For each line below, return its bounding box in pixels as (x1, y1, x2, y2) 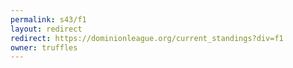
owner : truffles (10, 42, 78, 53)
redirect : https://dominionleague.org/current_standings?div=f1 (10, 33, 284, 43)
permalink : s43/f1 (10, 14, 87, 25)
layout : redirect (10, 24, 83, 34)
